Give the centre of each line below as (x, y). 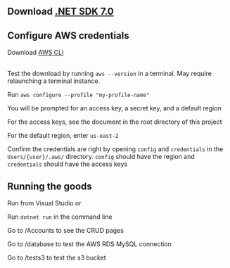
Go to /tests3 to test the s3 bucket (57, 258)
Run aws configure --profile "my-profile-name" (78, 95)
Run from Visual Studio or (45, 203)
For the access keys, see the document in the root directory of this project (115, 122)
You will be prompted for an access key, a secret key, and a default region (114, 108)
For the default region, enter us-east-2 (63, 136)
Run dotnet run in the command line (60, 217)
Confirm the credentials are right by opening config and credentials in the (115, 149)
